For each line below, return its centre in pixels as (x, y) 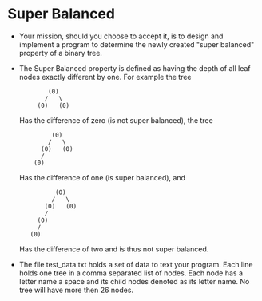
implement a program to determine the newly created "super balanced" (137, 44)
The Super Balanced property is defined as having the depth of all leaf (135, 68)
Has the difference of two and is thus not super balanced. (114, 249)
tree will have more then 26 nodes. (76, 290)
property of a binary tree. (61, 53)
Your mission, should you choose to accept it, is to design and (121, 36)
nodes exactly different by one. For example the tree (105, 77)
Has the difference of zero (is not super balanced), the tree (116, 120)
